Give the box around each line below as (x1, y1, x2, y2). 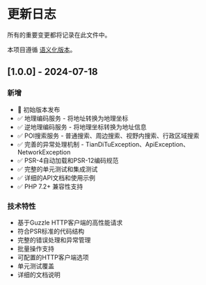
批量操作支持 (17, 244, 54, 252)
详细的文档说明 (17, 270, 61, 279)
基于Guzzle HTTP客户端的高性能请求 (17, 218, 123, 227)
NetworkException (17, 147, 71, 156)
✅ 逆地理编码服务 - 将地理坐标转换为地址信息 (17, 122, 147, 131)
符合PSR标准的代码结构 (17, 227, 85, 235)
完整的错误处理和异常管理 (17, 236, 91, 244)
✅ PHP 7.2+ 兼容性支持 (17, 182, 84, 190)
